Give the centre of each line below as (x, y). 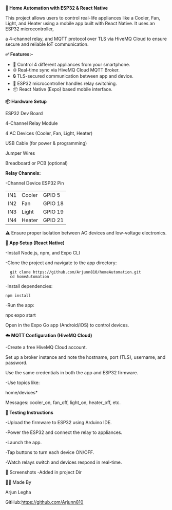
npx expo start (21, 315)
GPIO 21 (53, 220)
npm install (18, 296)
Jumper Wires (20, 153)
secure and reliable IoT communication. (47, 44)
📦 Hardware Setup (26, 101)
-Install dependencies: (29, 286)
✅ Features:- (19, 54)
